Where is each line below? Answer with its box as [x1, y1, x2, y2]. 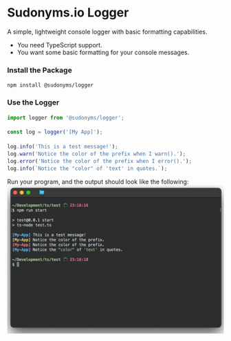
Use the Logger [7, 98, 60, 107]
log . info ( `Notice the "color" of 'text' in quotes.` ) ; [7, 165, 168, 172]
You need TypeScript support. [16, 41, 102, 49]
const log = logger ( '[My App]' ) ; [7, 129, 103, 135]
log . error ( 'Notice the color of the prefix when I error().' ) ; [7, 157, 192, 164]
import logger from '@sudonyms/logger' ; [7, 114, 125, 121]
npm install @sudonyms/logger [7, 82, 94, 89]
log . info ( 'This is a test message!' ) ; [7, 143, 118, 151]
